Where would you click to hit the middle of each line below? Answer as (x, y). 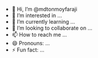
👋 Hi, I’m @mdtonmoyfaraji (44, 9)
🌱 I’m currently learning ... (43, 22)
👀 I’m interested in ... (37, 15)
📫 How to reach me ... (39, 35)
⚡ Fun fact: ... (28, 50)
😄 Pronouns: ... (31, 43)
